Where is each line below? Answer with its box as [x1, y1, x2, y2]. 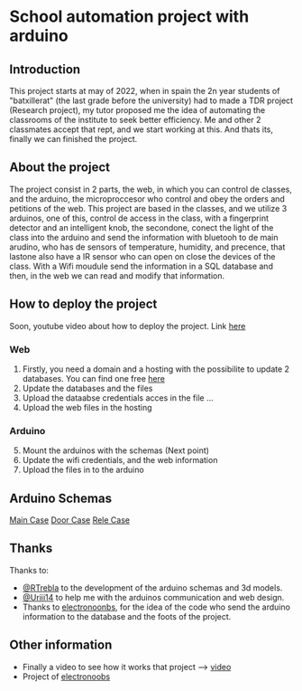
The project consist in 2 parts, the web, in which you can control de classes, [9, 184, 293, 194]
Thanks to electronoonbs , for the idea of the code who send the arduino [22, 601, 291, 612]
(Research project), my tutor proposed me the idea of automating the [9, 105, 266, 115]
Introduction [9, 62, 81, 77]
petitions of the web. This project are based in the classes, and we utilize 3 [9, 203, 288, 213]
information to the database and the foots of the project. [22, 611, 232, 621]
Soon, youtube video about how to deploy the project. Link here [9, 320, 246, 331]
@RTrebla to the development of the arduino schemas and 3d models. [22, 582, 283, 593]
